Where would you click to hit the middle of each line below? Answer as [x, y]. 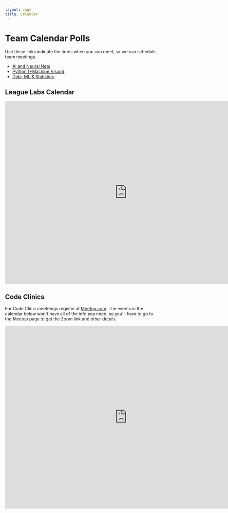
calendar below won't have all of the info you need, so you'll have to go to [79, 314]
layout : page [18, 10]
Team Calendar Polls [47, 38]
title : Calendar [21, 14]
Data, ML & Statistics [33, 77]
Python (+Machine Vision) [38, 72]
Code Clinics [25, 297]
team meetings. [21, 57]
